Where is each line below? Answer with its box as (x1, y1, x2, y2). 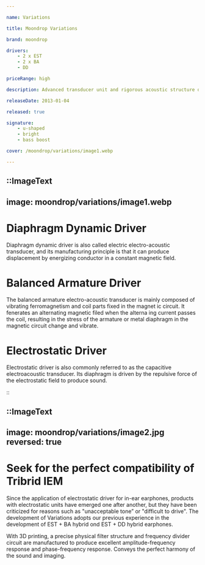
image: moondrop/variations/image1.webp (6, 196, 172, 207)
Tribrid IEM (6, 474, 63, 488)
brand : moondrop (6, 36, 48, 43)
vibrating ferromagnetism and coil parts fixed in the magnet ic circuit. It (6, 302, 185, 310)
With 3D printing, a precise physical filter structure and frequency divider (6, 533, 190, 540)
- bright (17, 131, 40, 138)
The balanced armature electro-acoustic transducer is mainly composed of (6, 296, 195, 304)
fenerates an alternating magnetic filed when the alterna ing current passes (6, 309, 196, 316)
